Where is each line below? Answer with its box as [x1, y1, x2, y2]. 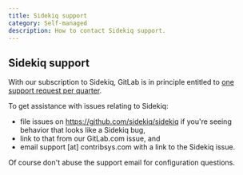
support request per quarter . [8, 86, 102, 96]
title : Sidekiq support [8, 11, 88, 20]
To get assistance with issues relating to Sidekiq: [8, 101, 169, 111]
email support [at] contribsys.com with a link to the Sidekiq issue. [19, 142, 236, 152]
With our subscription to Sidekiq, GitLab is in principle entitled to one [8, 78, 234, 87]
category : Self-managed [8, 19, 88, 27]
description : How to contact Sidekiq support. [8, 26, 166, 34]
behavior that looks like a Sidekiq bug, [19, 125, 145, 135]
